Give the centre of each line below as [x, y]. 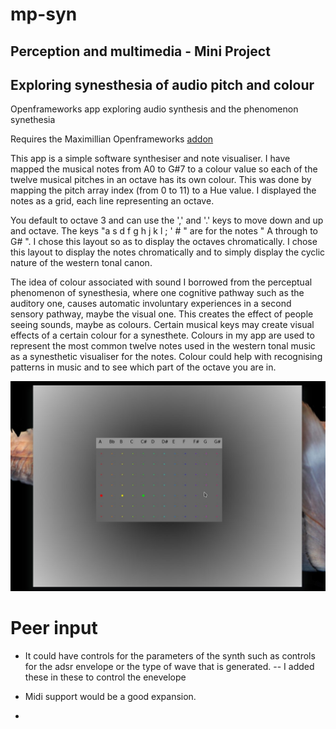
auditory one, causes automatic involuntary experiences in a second [151, 304]
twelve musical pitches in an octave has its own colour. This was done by [161, 180]
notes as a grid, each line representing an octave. [112, 201]
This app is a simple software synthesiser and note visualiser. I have [150, 159]
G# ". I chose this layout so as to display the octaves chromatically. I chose [164, 242]
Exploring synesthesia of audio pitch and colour [162, 84]
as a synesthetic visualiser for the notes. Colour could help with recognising [166, 357]
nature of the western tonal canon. [81, 263]
